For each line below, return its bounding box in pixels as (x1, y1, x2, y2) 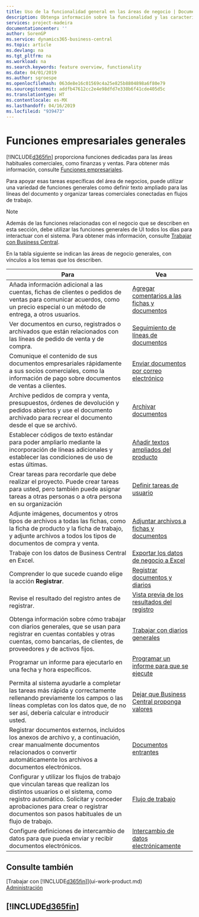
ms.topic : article (6, 42, 52, 48)
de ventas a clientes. (9, 382, 67, 390)
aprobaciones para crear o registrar (9, 802, 108, 811)
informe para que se (132, 662, 188, 670)
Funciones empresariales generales (6, 134, 186, 147)
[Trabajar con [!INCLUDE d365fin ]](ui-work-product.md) (6, 878, 143, 885)
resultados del (132, 598, 172, 607)
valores (132, 705, 153, 714)
